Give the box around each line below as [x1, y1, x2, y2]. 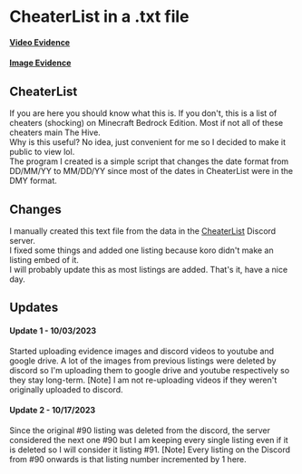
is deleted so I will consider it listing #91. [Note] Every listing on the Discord [9, 444, 291, 455]
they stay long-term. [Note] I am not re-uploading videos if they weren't [9, 374, 278, 385]
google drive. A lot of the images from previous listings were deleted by [9, 355, 277, 366]
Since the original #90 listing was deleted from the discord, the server [9, 424, 270, 436]
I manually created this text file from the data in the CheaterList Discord [9, 226, 277, 237]
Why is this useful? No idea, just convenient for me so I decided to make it [9, 137, 286, 148]
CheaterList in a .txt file [9, 6, 190, 27]
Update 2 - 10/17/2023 [9, 405, 96, 416]
